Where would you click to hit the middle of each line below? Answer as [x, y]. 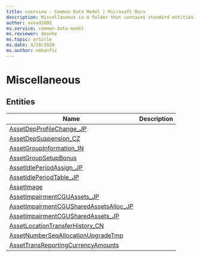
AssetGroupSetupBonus [43, 157]
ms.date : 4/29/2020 [30, 45]
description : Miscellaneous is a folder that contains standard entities [100, 17]
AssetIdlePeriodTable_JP [44, 177]
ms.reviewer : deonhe [32, 34]
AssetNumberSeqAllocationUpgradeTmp [66, 235]
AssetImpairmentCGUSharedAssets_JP [64, 216]
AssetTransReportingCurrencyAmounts [64, 245]
